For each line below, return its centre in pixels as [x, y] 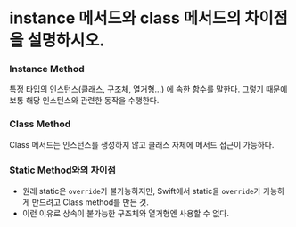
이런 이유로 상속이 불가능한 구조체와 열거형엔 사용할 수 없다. [126, 214]
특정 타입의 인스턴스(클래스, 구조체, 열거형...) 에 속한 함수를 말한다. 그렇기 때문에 [148, 89]
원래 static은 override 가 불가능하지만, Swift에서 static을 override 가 [141, 191]
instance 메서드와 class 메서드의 [125, 18]
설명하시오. [66, 41]
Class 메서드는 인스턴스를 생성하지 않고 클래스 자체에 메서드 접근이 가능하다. [142, 144]
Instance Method [47, 69]
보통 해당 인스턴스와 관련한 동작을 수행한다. [84, 101]
